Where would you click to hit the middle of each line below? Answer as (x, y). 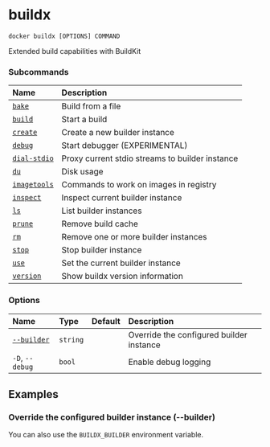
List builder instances (102, 211)
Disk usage (82, 172)
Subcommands (39, 72)
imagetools (33, 185)
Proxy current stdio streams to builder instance (150, 158)
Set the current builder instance (121, 263)
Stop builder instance (102, 250)
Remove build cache (100, 224)
